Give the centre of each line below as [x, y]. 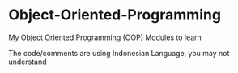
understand [28, 62]
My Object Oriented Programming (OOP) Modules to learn [105, 37]
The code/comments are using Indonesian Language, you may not [119, 53]
